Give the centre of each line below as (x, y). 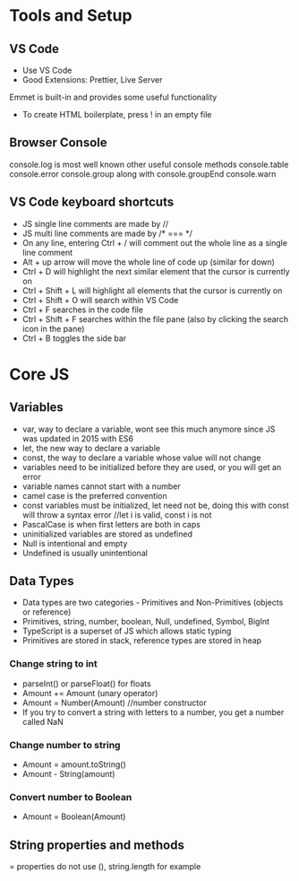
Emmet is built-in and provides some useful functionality (113, 97)
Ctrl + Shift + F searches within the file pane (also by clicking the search (155, 318)
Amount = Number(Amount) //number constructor (115, 702)
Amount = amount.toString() (74, 764)
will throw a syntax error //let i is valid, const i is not (117, 515)
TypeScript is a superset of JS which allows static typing (127, 631)
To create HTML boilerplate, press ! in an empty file (117, 114)
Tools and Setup (71, 16)
